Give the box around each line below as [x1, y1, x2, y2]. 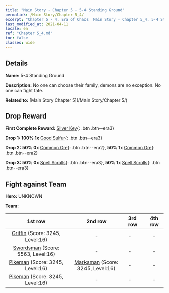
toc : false [5, 36, 28, 41]
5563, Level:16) [17, 251, 55, 258]
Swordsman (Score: [13, 244, 60, 251]
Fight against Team [5, 180, 67, 188]
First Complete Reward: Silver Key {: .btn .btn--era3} [5, 125, 115, 131]
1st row [27, 218, 46, 225]
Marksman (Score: [74, 259, 118, 266]
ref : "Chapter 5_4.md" [5, 31, 53, 36]
